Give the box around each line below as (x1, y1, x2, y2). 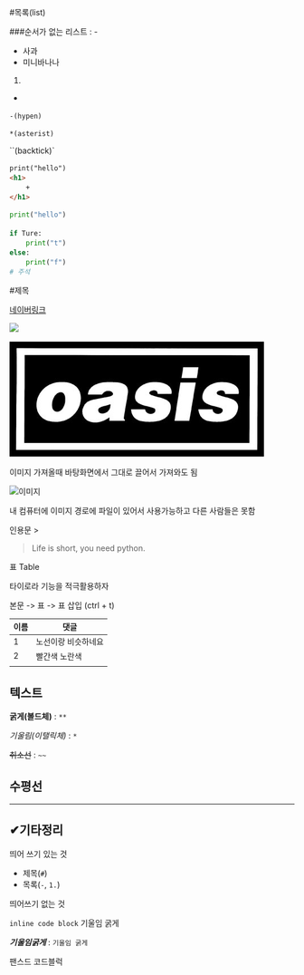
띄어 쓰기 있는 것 (9, 848, 68, 859)
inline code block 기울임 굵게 (9, 917, 119, 928)
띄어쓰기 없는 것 (9, 898, 66, 909)
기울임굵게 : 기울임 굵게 (9, 936, 89, 948)
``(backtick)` (9, 145, 55, 156)
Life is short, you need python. (31, 542, 147, 554)
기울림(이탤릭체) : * (9, 730, 78, 741)
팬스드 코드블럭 (9, 956, 63, 967)
